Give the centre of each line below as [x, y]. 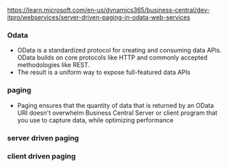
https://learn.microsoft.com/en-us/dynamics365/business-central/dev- [108, 10]
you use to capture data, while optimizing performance [95, 120]
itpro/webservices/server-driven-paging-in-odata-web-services [99, 17]
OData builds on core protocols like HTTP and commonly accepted [112, 57]
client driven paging [41, 156]
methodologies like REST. [53, 65]
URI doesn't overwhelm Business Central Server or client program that [117, 113]
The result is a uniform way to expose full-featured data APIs [104, 73]
